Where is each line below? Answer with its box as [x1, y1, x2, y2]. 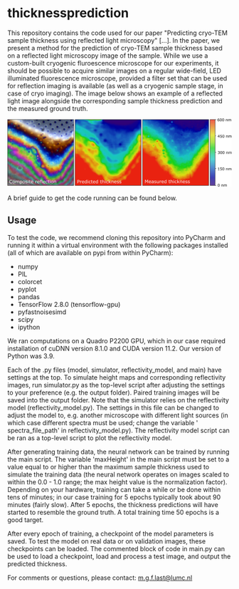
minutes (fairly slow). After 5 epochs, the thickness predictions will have [7, 500, 218, 509]
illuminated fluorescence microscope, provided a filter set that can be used [7, 73, 228, 83]
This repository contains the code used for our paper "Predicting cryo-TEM [7, 28, 228, 37]
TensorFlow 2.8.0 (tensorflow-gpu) [17, 300, 121, 308]
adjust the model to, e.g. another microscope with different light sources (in [7, 411, 229, 419]
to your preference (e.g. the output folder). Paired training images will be [7, 388, 220, 397]
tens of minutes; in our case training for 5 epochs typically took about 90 [7, 493, 221, 501]
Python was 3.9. [7, 351, 55, 360]
